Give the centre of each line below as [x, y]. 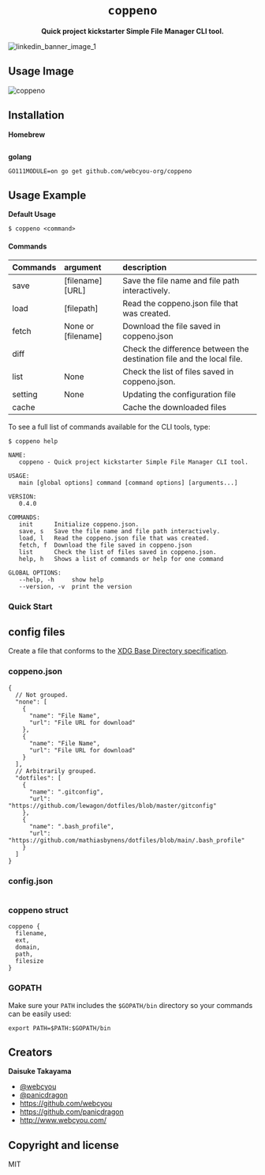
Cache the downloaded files [175, 407]
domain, [28, 948]
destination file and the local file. [183, 358]
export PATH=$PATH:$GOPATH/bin [60, 1028]
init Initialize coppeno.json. [79, 524]
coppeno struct [38, 910]
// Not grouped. [42, 695]
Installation [36, 115]
